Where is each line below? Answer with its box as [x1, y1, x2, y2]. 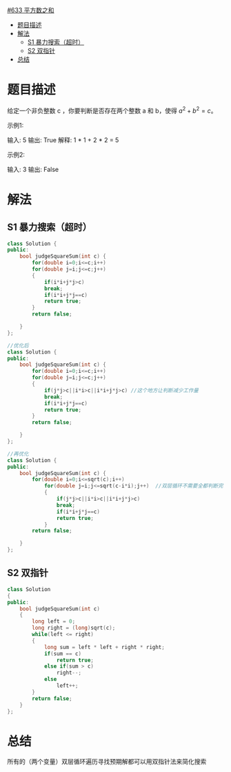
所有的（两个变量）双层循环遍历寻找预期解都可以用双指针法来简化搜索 [7, 757, 207, 766]
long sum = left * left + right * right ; [43, 644, 165, 650]
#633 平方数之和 [7, 6, 54, 14]
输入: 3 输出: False [7, 165, 59, 173]
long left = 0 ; [32, 618, 76, 625]
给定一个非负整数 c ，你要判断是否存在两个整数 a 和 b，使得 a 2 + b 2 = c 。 [7, 105, 217, 115]
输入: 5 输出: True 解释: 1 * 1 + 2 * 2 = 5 [7, 135, 119, 144]
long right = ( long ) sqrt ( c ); [32, 624, 116, 632]
